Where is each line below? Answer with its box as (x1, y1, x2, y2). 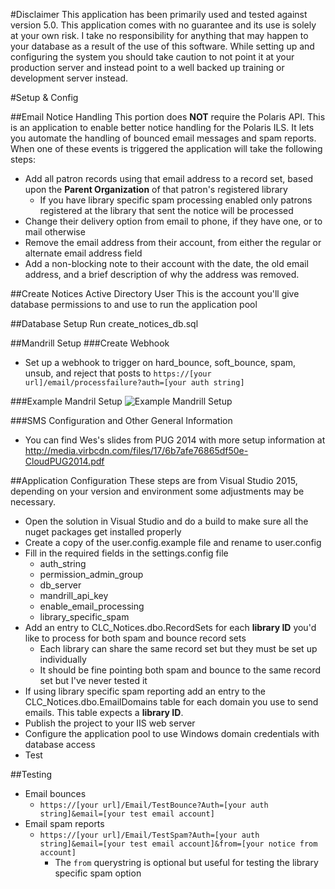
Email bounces (24, 788, 87, 799)
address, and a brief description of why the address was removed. (24, 269, 300, 280)
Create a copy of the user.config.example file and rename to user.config (24, 537, 322, 548)
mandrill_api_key (39, 590, 109, 601)
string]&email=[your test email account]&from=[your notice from (39, 839, 318, 849)
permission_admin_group (39, 569, 144, 580)
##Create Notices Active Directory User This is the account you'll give (10, 288, 300, 299)
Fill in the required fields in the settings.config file (24, 547, 229, 559)
